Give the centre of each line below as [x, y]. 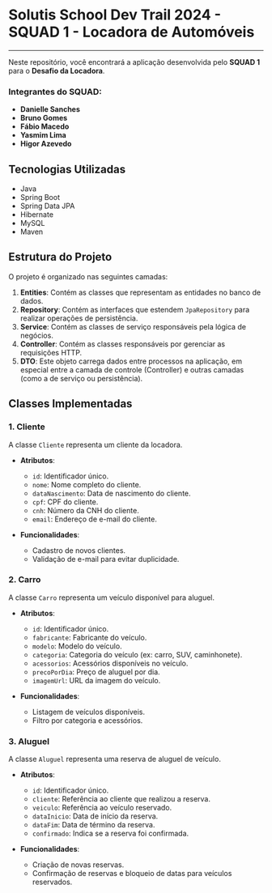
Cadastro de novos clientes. [79, 550]
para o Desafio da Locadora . [57, 70]
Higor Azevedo [46, 144]
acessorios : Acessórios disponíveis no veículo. [110, 663]
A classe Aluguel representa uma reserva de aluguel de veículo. [115, 759]
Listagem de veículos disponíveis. [89, 712]
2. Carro [25, 580]
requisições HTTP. [51, 352]
